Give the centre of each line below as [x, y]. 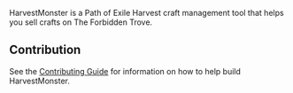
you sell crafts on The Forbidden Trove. [81, 22]
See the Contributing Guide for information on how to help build [125, 71]
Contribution [45, 50]
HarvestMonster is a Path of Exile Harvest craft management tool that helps [147, 13]
